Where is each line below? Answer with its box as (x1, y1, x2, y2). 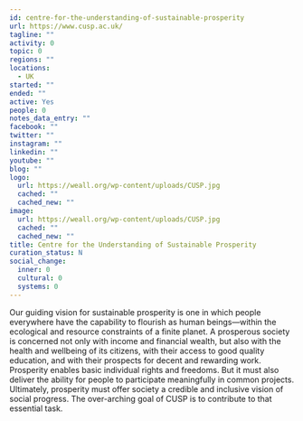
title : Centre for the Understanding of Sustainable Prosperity (9, 240, 257, 249)
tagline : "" (9, 30, 54, 39)
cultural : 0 (17, 274, 63, 283)
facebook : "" (9, 123, 59, 132)
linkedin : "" (9, 147, 59, 156)
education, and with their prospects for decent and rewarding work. (9, 354, 261, 366)
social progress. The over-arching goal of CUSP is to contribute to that (9, 393, 273, 404)
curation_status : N (9, 248, 83, 257)
